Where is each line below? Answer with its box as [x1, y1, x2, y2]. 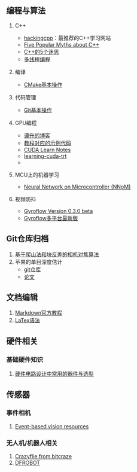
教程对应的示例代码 [23, 139, 72, 147]
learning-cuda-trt [23, 152, 67, 160]
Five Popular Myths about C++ [23, 41, 100, 48]
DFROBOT [14, 459, 41, 467]
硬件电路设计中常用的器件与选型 [14, 370, 94, 377]
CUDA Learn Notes [23, 146, 71, 153]
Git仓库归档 [6, 234, 49, 244]
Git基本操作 [23, 106, 53, 114]
